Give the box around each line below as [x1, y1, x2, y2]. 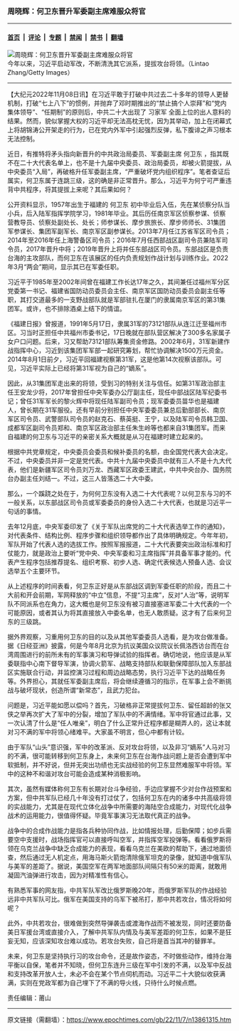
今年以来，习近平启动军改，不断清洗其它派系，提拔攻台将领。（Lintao [7, 59, 210, 68]
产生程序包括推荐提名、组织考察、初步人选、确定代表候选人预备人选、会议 [13, 557, 232, 566]
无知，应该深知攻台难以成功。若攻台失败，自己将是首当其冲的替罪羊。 [13, 936, 219, 945]
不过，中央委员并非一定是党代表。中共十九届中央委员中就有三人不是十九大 [7, 456, 225, 465]
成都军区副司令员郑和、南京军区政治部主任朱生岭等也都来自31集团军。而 [7, 423, 220, 432]
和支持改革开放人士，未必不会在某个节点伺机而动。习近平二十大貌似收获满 [7, 969, 225, 978]
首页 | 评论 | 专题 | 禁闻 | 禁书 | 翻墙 [7, 33, 124, 41]
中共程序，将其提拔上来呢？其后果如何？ [13, 185, 132, 194]
